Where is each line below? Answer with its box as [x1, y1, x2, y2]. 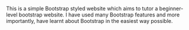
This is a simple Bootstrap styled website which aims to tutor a [6, 5, 158, 12]
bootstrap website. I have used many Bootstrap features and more [18, 11, 180, 18]
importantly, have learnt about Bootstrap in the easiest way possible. [6, 18, 173, 24]
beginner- [159, 5, 184, 12]
